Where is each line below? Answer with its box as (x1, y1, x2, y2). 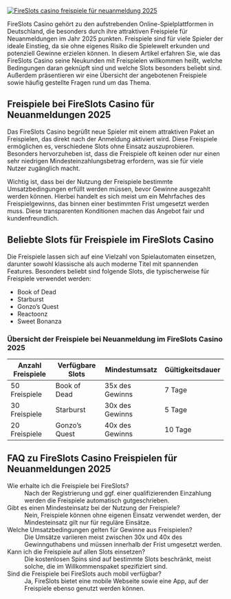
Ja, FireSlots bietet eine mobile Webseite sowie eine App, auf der (24, 576, 209, 585)
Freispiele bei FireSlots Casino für (7, 99, 155, 110)
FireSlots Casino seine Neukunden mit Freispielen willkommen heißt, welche (7, 57, 223, 65)
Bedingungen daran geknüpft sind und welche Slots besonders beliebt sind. (7, 64, 222, 72)
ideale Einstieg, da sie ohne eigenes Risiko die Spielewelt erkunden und (7, 42, 210, 50)
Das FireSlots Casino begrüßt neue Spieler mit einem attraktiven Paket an (7, 128, 214, 136)
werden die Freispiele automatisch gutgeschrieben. (24, 496, 170, 505)
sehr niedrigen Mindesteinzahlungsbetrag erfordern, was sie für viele (7, 156, 204, 165)
